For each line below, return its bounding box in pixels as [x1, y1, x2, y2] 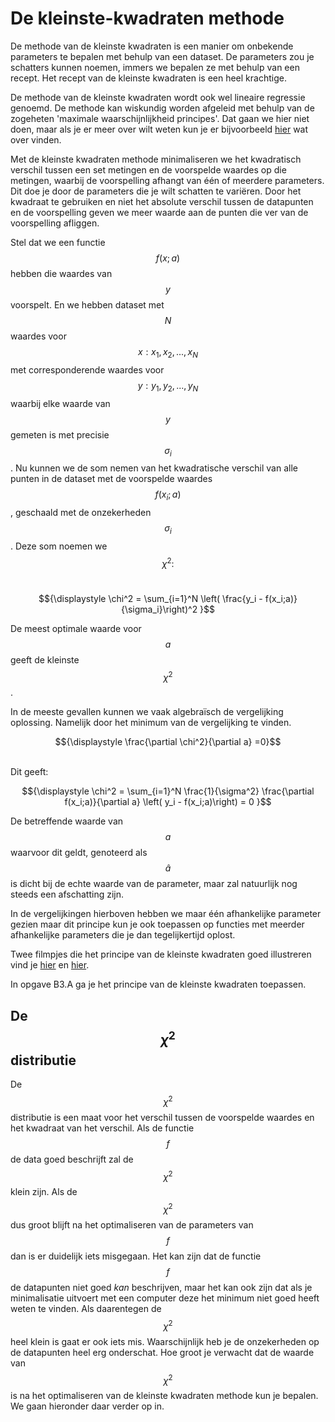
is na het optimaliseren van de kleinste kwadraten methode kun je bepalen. [10, 1390, 319, 1402]
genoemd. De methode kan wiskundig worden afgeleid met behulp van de [10, 102, 315, 114]
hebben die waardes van [10, 267, 113, 279]
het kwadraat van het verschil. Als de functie [10, 1122, 195, 1134]
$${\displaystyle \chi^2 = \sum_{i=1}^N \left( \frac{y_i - [38, 592, 263, 604]
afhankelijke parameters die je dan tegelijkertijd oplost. [10, 929, 236, 941]
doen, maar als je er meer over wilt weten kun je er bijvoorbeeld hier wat [10, 123, 309, 135]
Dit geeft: [10, 766, 49, 778]
